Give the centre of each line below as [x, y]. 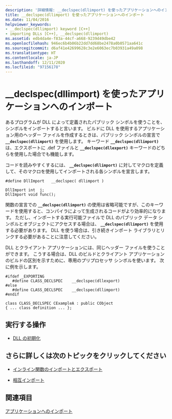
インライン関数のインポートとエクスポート [58, 369]
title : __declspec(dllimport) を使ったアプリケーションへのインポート [75, 15]
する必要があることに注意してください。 [57, 237]
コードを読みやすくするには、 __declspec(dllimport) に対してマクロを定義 [84, 165]
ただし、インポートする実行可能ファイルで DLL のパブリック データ [86, 218]
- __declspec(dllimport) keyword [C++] [48, 29]
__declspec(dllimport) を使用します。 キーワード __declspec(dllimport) [82, 141]
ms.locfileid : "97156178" [33, 67]
